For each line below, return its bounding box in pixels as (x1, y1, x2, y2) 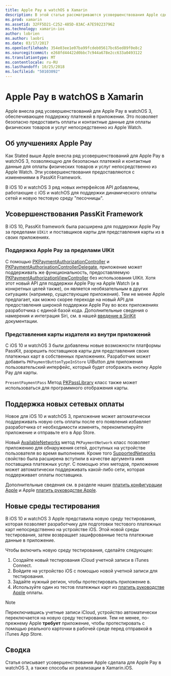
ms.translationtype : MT (5, 55, 56, 60)
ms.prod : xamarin (5, 17, 42, 22)
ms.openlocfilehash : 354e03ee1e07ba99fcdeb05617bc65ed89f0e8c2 (5, 45, 142, 51)
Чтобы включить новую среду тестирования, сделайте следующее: (5, 547, 153, 553)
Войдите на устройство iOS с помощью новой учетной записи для (12, 567, 158, 574)
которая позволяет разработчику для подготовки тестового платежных (5, 521, 161, 527)
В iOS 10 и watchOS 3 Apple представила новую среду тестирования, (5, 515, 156, 521)
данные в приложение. (5, 537, 55, 543)
